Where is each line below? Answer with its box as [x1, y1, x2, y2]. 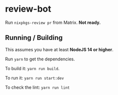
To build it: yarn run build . [5, 65, 60, 71]
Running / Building [5, 34, 63, 42]
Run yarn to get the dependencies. [5, 56, 75, 62]
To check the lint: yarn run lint [5, 84, 70, 90]
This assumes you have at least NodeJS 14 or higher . [5, 46, 114, 52]
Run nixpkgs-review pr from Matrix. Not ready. [5, 19, 101, 25]
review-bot [5, 3, 52, 15]
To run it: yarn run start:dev [5, 75, 64, 81]
